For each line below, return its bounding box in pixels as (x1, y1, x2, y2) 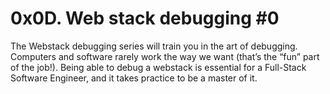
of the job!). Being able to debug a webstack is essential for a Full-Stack (10, 61, 307, 73)
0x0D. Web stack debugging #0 (10, 7, 280, 30)
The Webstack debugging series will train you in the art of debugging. (10, 40, 298, 52)
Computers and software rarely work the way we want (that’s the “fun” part (10, 50, 320, 62)
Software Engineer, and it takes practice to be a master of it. (10, 72, 258, 84)
